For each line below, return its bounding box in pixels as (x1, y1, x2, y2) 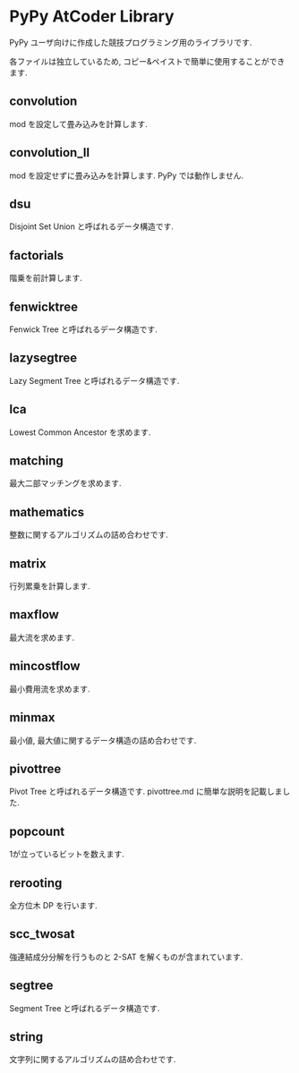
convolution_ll (9, 145, 90, 160)
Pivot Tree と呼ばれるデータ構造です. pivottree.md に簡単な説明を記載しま (9, 786, 283, 797)
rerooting (9, 875, 63, 890)
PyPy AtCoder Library (9, 6, 175, 27)
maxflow (9, 607, 60, 623)
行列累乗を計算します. (9, 581, 91, 592)
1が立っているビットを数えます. (9, 848, 125, 860)
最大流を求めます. (9, 632, 75, 643)
